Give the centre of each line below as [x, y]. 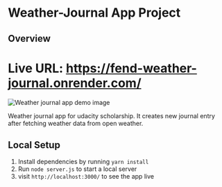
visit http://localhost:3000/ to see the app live [86, 177]
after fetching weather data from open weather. [76, 123]
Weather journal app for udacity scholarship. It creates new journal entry [112, 115]
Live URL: [36, 68]
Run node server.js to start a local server [77, 169]
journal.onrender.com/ [75, 83]
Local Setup [34, 145]
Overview [29, 39]
